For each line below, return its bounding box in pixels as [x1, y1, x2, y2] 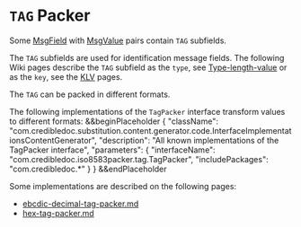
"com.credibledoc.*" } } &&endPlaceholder [9, 163, 168, 174]
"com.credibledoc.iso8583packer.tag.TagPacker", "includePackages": [9, 153, 269, 164]
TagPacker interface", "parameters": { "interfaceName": [9, 144, 216, 155]
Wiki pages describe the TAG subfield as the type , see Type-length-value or [9, 62, 288, 73]
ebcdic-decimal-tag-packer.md [22, 198, 139, 209]
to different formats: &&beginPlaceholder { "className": [9, 116, 218, 127]
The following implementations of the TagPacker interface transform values [9, 106, 286, 117]
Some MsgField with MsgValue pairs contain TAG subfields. [9, 35, 227, 46]
